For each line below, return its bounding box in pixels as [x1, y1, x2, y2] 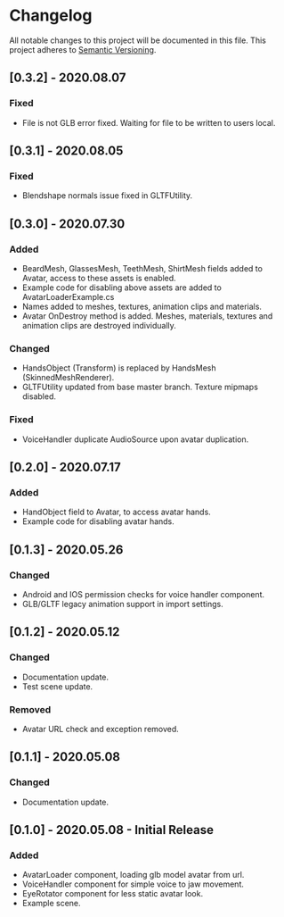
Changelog [9, 5, 93, 26]
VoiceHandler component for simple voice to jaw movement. [21, 879, 245, 889]
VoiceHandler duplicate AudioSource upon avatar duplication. [21, 434, 249, 445]
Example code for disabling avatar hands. [21, 516, 175, 527]
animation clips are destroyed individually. [21, 321, 176, 330]
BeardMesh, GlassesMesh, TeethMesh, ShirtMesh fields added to [21, 263, 263, 273]
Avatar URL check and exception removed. [21, 723, 180, 734]
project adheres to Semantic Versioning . [9, 44, 157, 54]
